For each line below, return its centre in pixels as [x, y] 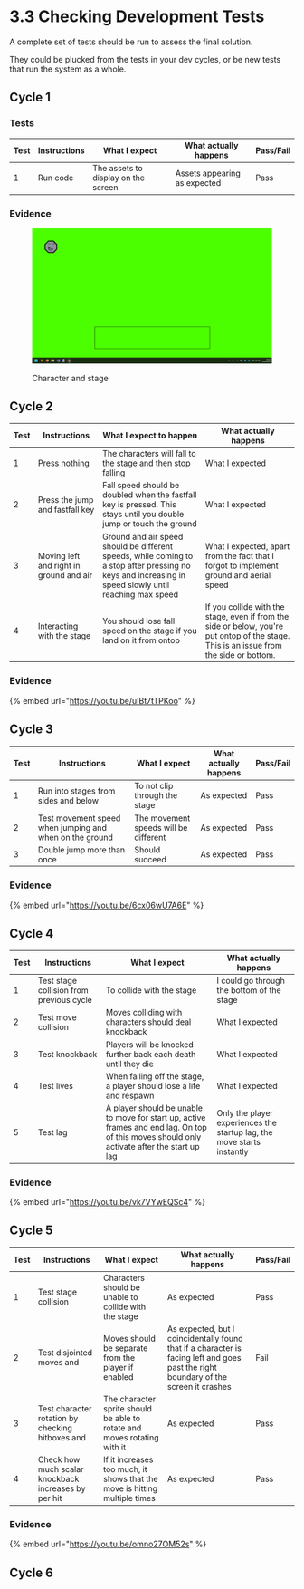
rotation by [58, 1419]
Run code [56, 178]
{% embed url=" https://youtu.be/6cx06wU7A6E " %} [107, 905]
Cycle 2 [31, 406]
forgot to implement [242, 565]
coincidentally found [205, 1338]
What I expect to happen [150, 436]
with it [115, 1448]
